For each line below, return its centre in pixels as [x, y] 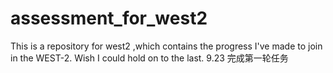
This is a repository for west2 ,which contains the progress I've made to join [166, 46]
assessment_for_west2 [109, 18]
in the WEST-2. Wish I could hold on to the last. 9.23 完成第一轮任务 [149, 58]
